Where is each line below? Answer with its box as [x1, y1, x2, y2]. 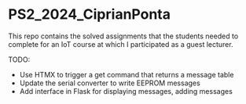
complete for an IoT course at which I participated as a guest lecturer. [8, 39, 233, 48]
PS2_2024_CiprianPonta [8, 5, 171, 23]
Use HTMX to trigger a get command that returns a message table [19, 70, 234, 79]
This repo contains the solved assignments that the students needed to [8, 31, 239, 41]
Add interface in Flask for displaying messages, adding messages [19, 86, 233, 95]
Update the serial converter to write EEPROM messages [19, 78, 200, 88]
